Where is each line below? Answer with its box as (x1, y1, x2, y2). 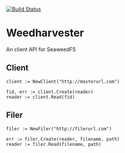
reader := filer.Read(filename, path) (6, 141, 101, 147)
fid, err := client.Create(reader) (6, 89, 94, 95)
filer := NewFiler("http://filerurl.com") (6, 126, 112, 132)
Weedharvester (6, 27, 84, 40)
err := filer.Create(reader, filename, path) (6, 136, 120, 142)
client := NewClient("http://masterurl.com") (6, 79, 120, 84)
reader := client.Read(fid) (6, 94, 75, 100)
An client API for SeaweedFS (6, 45, 76, 53)
